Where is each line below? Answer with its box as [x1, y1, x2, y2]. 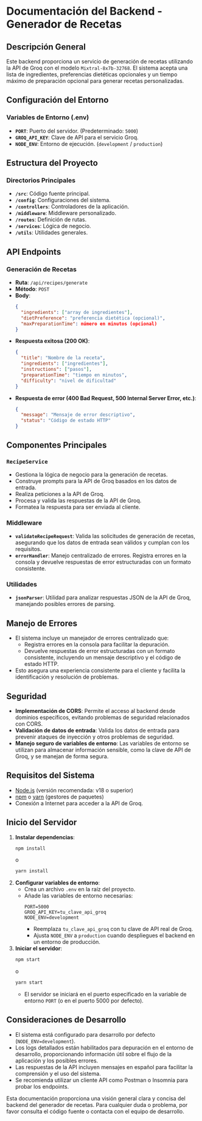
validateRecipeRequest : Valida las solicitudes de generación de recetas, [15, 533, 196, 540]
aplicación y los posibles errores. [15, 1057, 99, 1064]
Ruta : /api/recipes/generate [15, 279, 88, 287]
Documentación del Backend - [6, 4, 162, 18]
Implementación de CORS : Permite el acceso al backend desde [15, 707, 176, 714]
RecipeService [6, 458, 48, 466]
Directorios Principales [6, 176, 76, 184]
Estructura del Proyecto [6, 158, 99, 169]
